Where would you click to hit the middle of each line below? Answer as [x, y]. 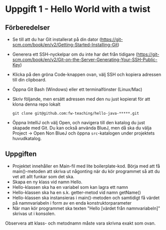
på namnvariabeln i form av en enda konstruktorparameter [72, 203]
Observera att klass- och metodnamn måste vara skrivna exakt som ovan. [81, 223]
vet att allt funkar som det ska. [43, 176]
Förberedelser [28, 28]
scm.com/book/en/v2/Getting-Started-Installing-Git [65, 45]
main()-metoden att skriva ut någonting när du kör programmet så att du [86, 171]
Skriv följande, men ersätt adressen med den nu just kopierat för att [81, 99]
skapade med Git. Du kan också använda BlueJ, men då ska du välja [82, 128]
